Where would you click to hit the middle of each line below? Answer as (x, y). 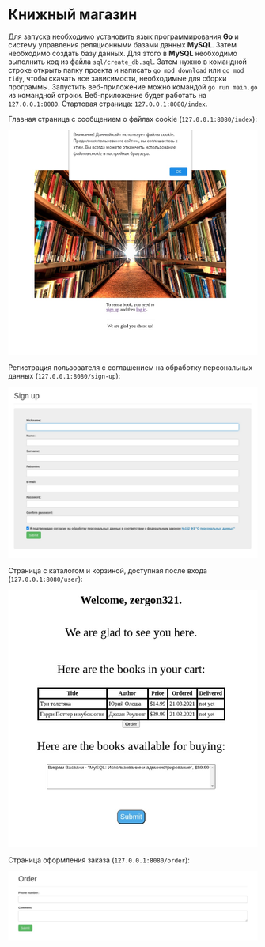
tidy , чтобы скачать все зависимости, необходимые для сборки (117, 78)
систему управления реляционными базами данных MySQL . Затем (123, 44)
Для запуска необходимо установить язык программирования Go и (123, 36)
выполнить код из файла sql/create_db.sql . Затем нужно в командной (128, 62)
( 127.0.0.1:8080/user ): (45, 579)
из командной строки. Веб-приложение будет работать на (108, 95)
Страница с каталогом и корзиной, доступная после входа (108, 570)
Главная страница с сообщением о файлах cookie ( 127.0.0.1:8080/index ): (132, 119)
